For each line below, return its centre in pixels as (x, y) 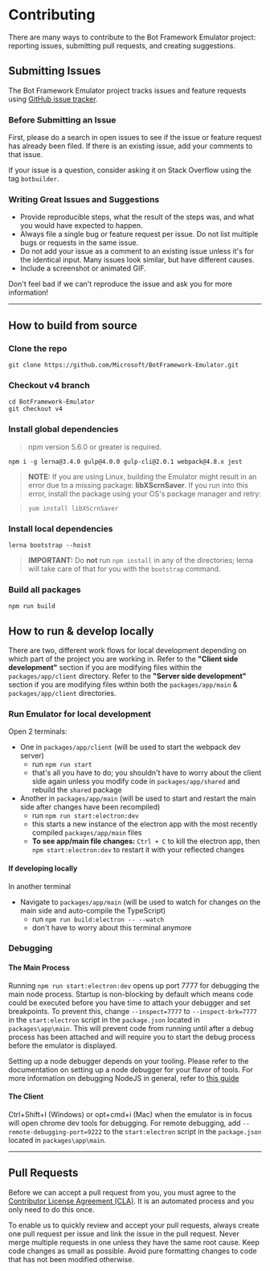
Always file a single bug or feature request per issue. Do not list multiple (139, 234)
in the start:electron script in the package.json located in (104, 1020)
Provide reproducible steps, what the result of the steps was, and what (137, 217)
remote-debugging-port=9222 (55, 1132)
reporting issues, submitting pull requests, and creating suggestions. (122, 45)
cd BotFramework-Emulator (51, 402)
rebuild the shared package (77, 790)
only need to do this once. (51, 1209)
